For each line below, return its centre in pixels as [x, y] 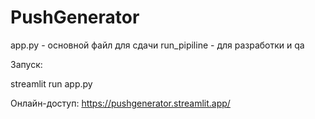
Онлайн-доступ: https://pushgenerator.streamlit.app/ [120, 103]
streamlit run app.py [51, 83]
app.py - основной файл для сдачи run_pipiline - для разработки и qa [157, 45]
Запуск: [26, 64]
